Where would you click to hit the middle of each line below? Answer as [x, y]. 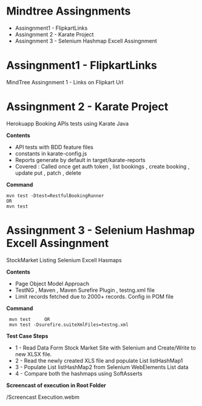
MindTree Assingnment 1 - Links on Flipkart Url [65, 82]
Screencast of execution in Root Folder [56, 385]
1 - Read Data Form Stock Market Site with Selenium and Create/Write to [105, 348]
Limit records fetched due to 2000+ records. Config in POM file [94, 296]
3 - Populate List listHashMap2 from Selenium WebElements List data [102, 367]
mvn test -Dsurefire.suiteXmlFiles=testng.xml [69, 325]
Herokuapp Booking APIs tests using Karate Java [68, 123]
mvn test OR [29, 319]
